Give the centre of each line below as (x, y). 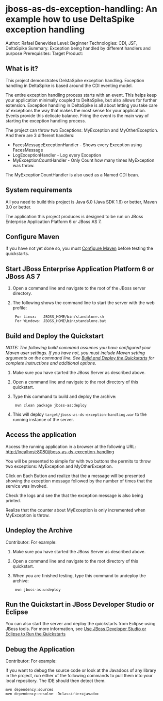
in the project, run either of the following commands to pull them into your (79, 676)
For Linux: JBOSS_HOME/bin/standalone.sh (59, 317)
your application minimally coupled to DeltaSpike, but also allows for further (81, 100)
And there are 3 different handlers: (40, 135)
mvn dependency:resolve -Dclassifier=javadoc (52, 694)
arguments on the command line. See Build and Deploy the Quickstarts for (80, 358)
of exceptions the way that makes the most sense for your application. (76, 110)
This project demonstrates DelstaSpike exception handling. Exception (75, 80)
